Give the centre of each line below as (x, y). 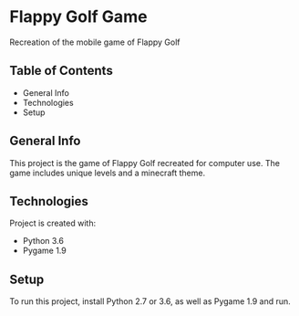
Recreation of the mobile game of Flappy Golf (95, 42)
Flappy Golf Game (78, 17)
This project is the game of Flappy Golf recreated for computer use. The (145, 163)
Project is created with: (53, 223)
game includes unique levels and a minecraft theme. (108, 173)
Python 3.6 (43, 241)
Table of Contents (62, 71)
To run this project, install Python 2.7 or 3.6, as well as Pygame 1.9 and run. (150, 301)
